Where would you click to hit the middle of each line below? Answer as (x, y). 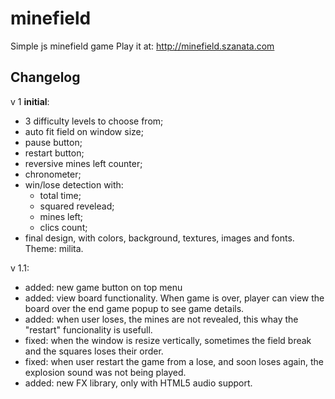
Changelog (45, 77)
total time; (60, 195)
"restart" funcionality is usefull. (88, 329)
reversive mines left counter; (83, 163)
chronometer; (53, 174)
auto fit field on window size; (84, 131)
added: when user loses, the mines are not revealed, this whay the (161, 319)
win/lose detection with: (74, 184)
